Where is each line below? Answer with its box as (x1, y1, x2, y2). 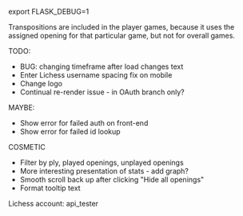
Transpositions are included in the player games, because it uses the (8, 22, 235, 31)
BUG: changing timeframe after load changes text (19, 62, 184, 71)
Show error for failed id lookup (19, 127, 121, 136)
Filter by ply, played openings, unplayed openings (19, 158, 184, 167)
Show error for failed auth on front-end (19, 118, 149, 127)
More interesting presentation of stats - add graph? (19, 166, 189, 175)
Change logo (19, 79, 62, 88)
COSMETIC (8, 142, 46, 151)
